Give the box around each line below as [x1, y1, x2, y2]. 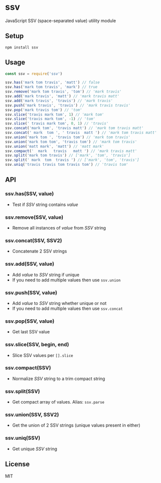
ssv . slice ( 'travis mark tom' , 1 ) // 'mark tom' [5, 112, 105, 117]
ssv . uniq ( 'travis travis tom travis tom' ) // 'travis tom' [5, 162, 129, 167]
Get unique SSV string [12, 446, 57, 452]
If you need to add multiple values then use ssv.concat [12, 305, 123, 311]
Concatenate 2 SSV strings [12, 248, 67, 254]
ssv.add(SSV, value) [5, 260, 54, 267]
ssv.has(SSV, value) [5, 190, 54, 197]
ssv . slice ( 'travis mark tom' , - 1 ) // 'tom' [5, 117, 96, 122]
